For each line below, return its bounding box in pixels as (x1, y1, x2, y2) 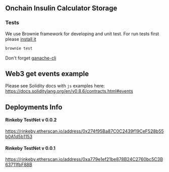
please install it (5, 36, 36, 42)
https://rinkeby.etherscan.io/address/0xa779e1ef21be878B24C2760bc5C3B (5, 156, 163, 162)
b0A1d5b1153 (5, 133, 33, 139)
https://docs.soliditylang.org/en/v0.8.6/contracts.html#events (5, 88, 134, 94)
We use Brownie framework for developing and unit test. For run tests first (5, 30, 159, 37)
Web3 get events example (5, 69, 89, 78)
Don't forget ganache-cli (5, 55, 57, 61)
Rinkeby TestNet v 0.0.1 (5, 145, 55, 151)
